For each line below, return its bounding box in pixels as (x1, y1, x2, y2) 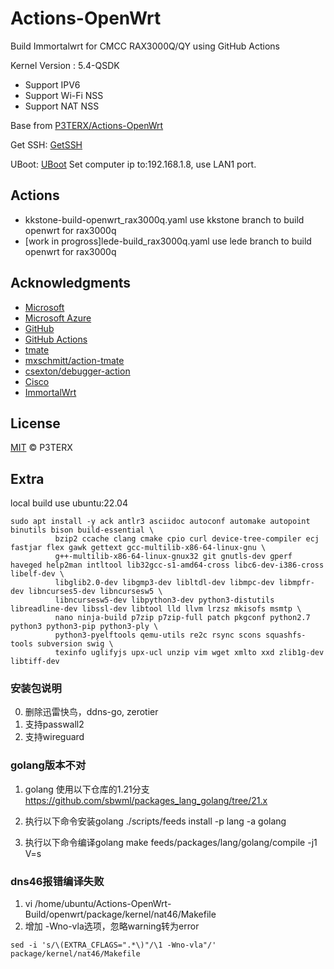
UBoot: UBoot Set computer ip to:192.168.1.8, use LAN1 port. (10, 158, 257, 170)
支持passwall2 (24, 718, 85, 731)
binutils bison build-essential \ (10, 525, 155, 536)
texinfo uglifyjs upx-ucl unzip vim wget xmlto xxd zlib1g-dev (54, 648, 325, 658)
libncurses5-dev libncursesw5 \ (28, 587, 163, 597)
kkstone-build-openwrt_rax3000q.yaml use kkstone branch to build (24, 213, 305, 226)
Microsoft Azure (24, 312, 92, 324)
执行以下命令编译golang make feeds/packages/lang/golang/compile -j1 (24, 836, 318, 848)
